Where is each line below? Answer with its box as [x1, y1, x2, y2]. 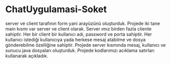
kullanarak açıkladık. [5, 52, 49, 59]
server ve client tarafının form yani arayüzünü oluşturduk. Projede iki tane [5, 20, 160, 26]
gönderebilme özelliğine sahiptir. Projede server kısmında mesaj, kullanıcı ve [5, 42, 166, 48]
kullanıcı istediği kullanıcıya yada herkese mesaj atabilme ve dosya [5, 37, 146, 43]
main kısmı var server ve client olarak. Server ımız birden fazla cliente [5, 25, 152, 31]
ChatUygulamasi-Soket [5, 4, 107, 15]
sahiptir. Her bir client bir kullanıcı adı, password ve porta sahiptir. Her [5, 31, 152, 37]
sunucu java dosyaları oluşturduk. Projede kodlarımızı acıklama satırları [5, 47, 155, 53]
